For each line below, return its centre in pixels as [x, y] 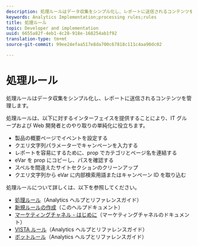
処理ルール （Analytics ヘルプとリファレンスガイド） [78, 200]
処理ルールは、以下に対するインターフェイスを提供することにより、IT [91, 118]
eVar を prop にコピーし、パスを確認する [64, 160]
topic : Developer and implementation [52, 28]
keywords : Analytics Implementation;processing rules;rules [82, 17]
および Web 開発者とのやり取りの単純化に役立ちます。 [82, 125]
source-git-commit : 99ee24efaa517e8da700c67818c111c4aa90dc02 [84, 45]
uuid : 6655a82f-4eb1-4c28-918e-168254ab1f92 [62, 34]
